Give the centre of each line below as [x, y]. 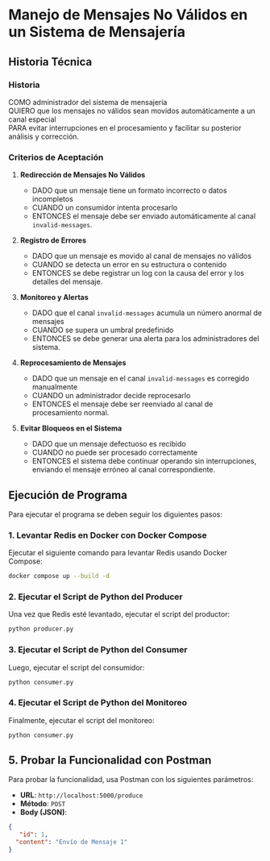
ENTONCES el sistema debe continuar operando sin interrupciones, [144, 461]
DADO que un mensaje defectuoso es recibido [109, 444]
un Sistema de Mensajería [97, 32]
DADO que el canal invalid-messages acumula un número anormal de [147, 313]
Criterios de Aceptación [56, 157]
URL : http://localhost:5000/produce [81, 795]
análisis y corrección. [44, 136]
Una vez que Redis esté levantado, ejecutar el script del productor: [119, 614]
